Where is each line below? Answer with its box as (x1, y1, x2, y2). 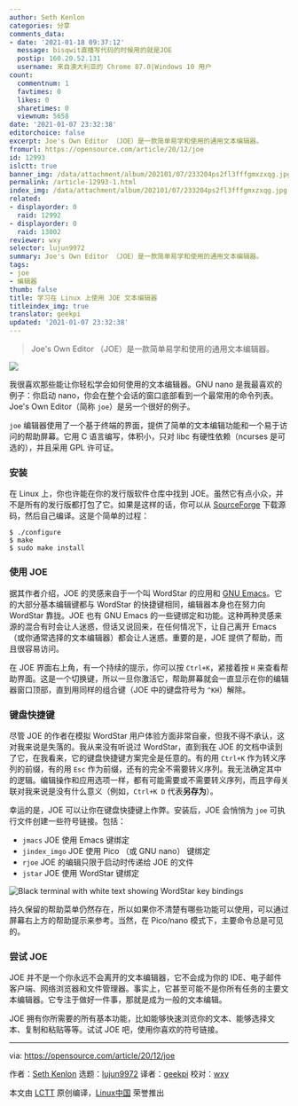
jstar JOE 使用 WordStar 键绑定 (21, 867, 140, 878)
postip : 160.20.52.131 (17, 54, 101, 63)
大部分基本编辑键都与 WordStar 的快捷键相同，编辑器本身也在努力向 (16, 599, 266, 609)
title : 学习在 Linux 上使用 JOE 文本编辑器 (9, 294, 158, 302)
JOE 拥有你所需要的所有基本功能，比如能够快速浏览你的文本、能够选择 (9, 1013, 268, 1024)
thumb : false (9, 285, 58, 294)
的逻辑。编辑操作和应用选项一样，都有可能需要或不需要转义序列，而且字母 (9, 774, 281, 785)
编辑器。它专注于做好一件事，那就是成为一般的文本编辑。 (16, 994, 227, 1005)
